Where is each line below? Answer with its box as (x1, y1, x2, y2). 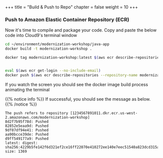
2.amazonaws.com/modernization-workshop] (5, 115, 90, 120)
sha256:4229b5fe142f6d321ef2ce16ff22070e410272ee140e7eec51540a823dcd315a (5, 144, 160, 150)
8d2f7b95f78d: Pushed (5, 119, 49, 124)
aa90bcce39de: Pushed (5, 132, 49, 137)
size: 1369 (5, 149, 27, 154)
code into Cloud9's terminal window (5, 33, 78, 38)
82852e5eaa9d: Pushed (5, 123, 49, 128)
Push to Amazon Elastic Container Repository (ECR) (5, 16, 130, 23)
